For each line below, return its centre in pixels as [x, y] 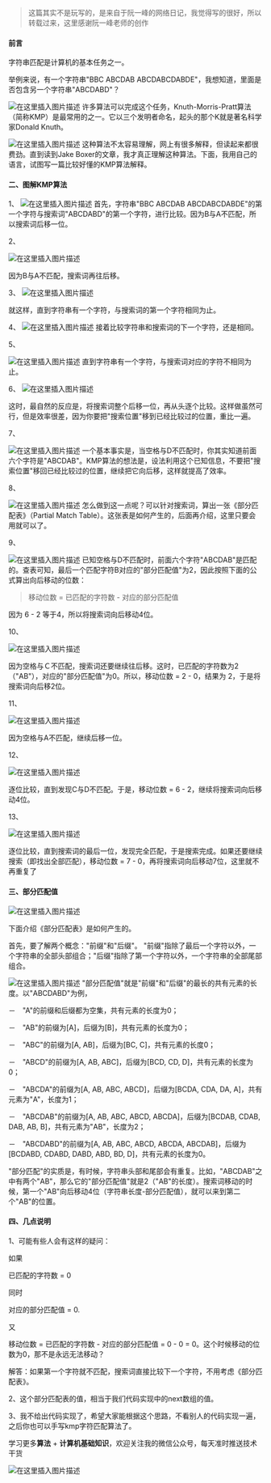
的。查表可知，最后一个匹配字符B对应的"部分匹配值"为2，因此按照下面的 [129, 570]
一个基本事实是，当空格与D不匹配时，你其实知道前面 [169, 451]
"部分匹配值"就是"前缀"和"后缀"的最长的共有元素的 [166, 983]
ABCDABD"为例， [62, 993]
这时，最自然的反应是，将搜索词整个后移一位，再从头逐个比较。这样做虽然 [132, 406]
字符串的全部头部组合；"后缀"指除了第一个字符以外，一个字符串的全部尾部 [139, 955]
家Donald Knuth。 [38, 127]
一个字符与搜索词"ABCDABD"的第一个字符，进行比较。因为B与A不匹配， [129, 214]
